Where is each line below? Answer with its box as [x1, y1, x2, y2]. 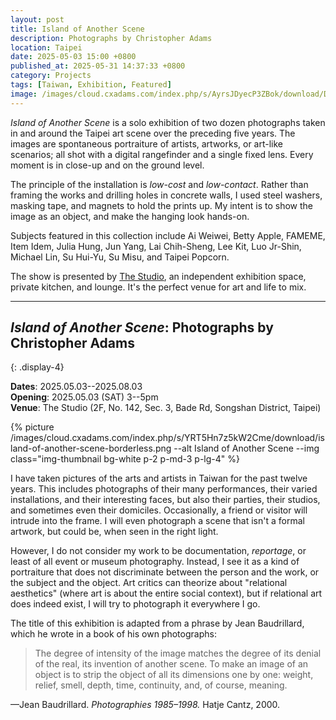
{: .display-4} [10, 361, 65, 373]
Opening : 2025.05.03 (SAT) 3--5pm [10, 391, 159, 403]
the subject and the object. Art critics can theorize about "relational [10, 577, 288, 589]
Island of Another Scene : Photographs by [10, 319, 274, 336]
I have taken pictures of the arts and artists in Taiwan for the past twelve [10, 472, 308, 485]
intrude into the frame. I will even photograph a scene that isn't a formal [10, 515, 305, 527]
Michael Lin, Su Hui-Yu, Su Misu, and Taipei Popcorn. [10, 251, 230, 263]
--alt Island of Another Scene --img [173, 442, 320, 455]
